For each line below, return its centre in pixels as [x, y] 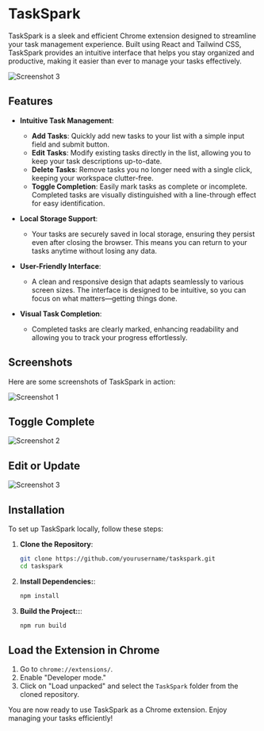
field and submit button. [70, 144]
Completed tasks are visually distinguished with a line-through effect [144, 194]
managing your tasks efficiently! [61, 718]
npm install [39, 595]
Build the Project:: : [51, 610]
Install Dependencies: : [57, 581]
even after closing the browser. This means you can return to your [139, 242]
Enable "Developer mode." [63, 678]
